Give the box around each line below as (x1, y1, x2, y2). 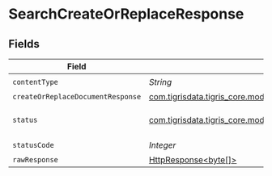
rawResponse (12, 155, 59, 164)
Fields (8, 37, 40, 51)
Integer (148, 139, 176, 150)
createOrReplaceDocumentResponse (12, 92, 142, 101)
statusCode (12, 140, 54, 149)
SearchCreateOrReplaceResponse (8, 5, 244, 23)
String (148, 76, 172, 87)
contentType (12, 78, 59, 86)
